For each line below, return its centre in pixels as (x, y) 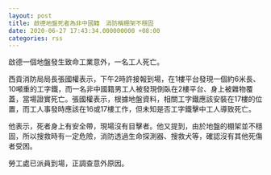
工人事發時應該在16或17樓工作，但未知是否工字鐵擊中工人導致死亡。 (142, 109)
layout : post (30, 16)
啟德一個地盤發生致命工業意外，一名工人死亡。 (86, 62)
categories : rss (35, 38)
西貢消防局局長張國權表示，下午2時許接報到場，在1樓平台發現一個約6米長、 (134, 79)
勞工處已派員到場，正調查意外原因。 (69, 163)
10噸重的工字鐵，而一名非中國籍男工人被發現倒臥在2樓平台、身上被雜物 (127, 89)
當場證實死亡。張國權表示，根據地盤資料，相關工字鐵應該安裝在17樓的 (139, 99)
